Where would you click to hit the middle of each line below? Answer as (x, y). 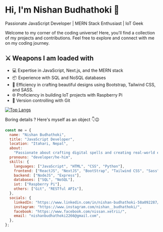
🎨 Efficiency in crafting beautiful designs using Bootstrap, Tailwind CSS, (84, 84)
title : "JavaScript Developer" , (42, 139)
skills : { (19, 162)
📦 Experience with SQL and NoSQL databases (59, 78)
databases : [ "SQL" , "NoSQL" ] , (44, 180)
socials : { (20, 198)
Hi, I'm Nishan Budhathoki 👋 (62, 10)
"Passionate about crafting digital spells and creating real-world (84, 153)
